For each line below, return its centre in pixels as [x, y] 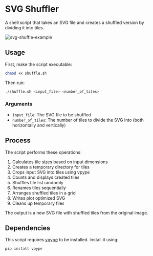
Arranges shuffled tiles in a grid [44, 193]
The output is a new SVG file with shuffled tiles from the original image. [76, 213]
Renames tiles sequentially [39, 188]
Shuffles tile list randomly [38, 182]
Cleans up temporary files [38, 203]
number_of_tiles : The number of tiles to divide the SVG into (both [78, 120]
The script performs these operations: [43, 152]
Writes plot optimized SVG [39, 198]
